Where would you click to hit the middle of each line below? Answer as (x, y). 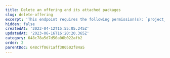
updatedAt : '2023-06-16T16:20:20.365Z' (47, 33)
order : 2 (14, 43)
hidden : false (20, 24)
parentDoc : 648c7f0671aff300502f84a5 (45, 47)
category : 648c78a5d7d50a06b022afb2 (44, 38)
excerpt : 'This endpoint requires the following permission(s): (74, 19)
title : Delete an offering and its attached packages (63, 10)
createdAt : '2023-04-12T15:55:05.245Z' (47, 29)
